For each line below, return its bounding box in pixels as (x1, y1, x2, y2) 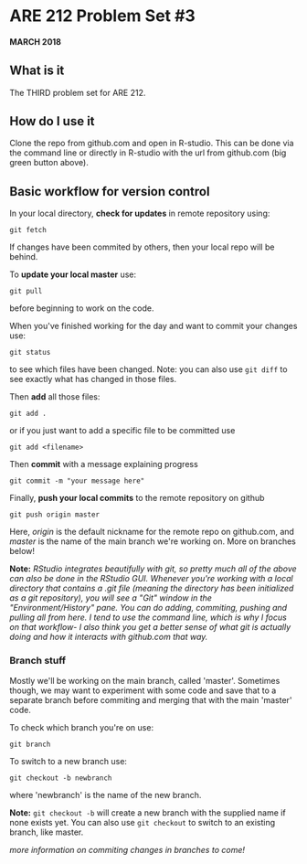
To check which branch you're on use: (9, 721, 153, 732)
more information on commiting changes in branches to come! (9, 844, 245, 855)
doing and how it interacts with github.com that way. (9, 632, 208, 643)
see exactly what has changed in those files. (9, 374, 176, 385)
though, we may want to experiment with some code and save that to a (9, 685, 277, 696)
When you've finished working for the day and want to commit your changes (9, 321, 298, 332)
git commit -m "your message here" (9, 476, 145, 485)
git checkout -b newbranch (9, 773, 112, 783)
